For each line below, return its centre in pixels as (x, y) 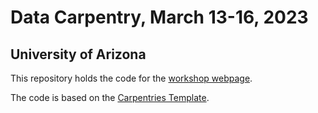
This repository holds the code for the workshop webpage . (131, 78)
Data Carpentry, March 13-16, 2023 (159, 17)
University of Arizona (78, 54)
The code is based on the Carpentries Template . (110, 97)
